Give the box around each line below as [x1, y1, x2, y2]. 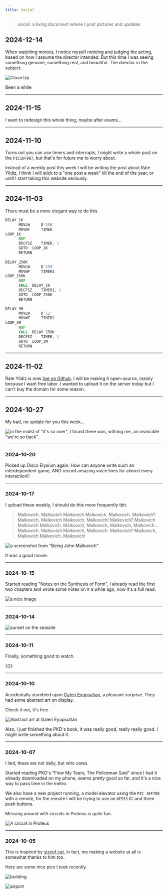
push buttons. [5, 801, 34, 807]
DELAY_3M [5, 306, 23, 311]
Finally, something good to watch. [5, 653, 75, 659]
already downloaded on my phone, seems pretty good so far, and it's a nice [5, 775, 161, 781]
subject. [5, 65, 22, 71]
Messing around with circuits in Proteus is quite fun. [5, 811, 112, 817]
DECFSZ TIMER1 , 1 [18, 288, 61, 293]
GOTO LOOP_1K [18, 245, 48, 251]
